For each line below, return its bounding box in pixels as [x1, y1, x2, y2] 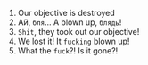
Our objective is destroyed [17, 8, 116, 18]
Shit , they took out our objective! [17, 27, 140, 37]
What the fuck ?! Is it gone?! [17, 45, 119, 56]
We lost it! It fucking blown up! [17, 36, 130, 46]
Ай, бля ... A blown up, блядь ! [17, 17, 122, 28]
